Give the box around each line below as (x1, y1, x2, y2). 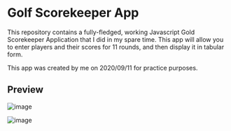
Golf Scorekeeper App (7, 5, 139, 21)
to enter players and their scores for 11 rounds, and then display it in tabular (7, 43, 225, 51)
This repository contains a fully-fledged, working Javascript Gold (7, 28, 195, 36)
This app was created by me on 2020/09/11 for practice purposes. (7, 63, 198, 72)
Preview (7, 84, 44, 95)
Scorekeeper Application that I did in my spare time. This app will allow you (7, 35, 224, 43)
